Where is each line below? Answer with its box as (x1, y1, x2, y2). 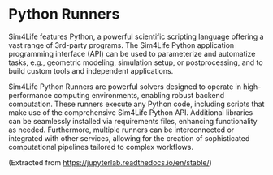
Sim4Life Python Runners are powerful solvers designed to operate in (8, 82, 242, 92)
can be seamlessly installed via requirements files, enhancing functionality (8, 116, 258, 126)
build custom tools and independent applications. (8, 66, 174, 75)
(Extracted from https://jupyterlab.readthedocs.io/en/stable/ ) (8, 157, 213, 167)
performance (8, 90, 53, 100)
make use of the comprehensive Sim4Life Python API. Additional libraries (8, 107, 253, 117)
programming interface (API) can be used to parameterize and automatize (8, 49, 256, 58)
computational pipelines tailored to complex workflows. (8, 142, 193, 152)
